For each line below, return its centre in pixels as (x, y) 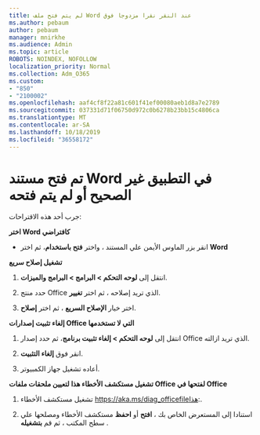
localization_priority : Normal (60, 67)
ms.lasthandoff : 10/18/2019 (55, 132)
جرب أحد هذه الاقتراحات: (45, 217)
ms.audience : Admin (41, 45)
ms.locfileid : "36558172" (51, 139)
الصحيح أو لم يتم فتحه (70, 195)
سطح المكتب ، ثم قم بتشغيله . (64, 423)
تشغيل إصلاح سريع (36, 262)
